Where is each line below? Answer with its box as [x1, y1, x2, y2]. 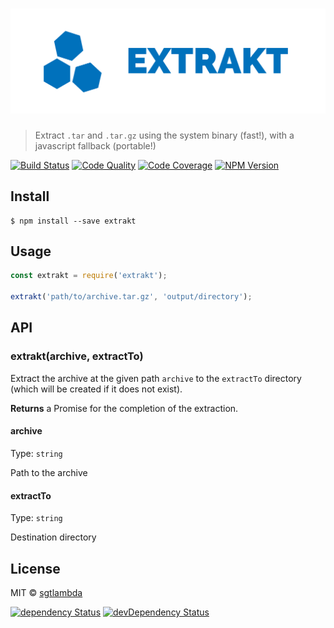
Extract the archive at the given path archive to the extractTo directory [10, 372, 302, 384]
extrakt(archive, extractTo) [10, 349, 144, 363]
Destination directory [10, 531, 97, 543]
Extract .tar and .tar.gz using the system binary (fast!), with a [34, 129, 295, 141]
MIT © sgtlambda [10, 586, 83, 598]
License [10, 560, 61, 577]
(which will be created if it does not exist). [10, 383, 183, 395]
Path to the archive [10, 466, 88, 478]
